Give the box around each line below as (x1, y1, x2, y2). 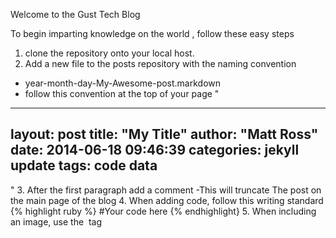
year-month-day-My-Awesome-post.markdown (24, 77, 222, 89)
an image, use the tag (10, 215, 103, 228)
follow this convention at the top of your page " (24, 88, 220, 99)
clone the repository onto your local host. (24, 47, 195, 59)
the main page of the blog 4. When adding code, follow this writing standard (10, 194, 324, 206)
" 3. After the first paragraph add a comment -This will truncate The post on (10, 184, 322, 196)
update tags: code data (10, 157, 158, 174)
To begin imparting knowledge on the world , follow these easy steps (10, 28, 295, 39)
